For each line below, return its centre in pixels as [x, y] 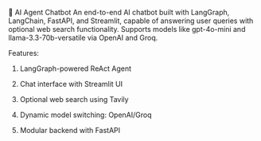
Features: [24, 53]
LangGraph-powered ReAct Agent [76, 69]
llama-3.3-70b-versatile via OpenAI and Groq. [83, 37]
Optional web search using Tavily [74, 99]
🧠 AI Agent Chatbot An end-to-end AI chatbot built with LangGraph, [119, 12]
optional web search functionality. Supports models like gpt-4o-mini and [127, 29]
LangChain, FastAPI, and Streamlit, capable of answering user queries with [131, 21]
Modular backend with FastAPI [70, 130]
